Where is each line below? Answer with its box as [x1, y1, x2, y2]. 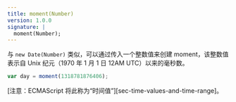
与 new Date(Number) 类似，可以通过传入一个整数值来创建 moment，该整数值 [7, 50, 229, 58]
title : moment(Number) [7, 10, 74, 18]
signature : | [7, 23, 46, 30]
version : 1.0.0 [7, 17, 52, 24]
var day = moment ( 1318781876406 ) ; [7, 73, 109, 80]
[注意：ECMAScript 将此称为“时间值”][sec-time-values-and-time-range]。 [7, 87, 223, 95]
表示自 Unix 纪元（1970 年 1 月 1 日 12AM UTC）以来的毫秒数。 [7, 59, 189, 68]
